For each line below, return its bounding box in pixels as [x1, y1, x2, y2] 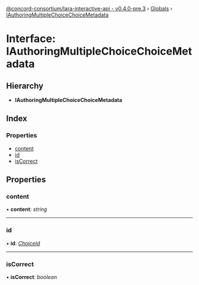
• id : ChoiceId [6, 239, 40, 246]
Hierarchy [6, 81, 44, 91]
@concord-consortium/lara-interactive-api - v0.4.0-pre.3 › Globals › [6, 5, 173, 12]
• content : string [6, 206, 47, 213]
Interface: [6, 32, 56, 46]
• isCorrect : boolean [6, 273, 57, 280]
